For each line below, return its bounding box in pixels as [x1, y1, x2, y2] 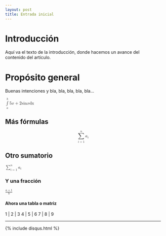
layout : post [5, 7, 32, 12]
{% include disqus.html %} [5, 225, 60, 232]
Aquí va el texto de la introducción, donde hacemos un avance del [5, 49, 140, 55]
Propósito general [5, 72, 80, 83]
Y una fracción [5, 177, 41, 184]
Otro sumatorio [5, 151, 53, 160]
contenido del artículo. [5, 55, 51, 61]
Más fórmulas [5, 117, 48, 126]
